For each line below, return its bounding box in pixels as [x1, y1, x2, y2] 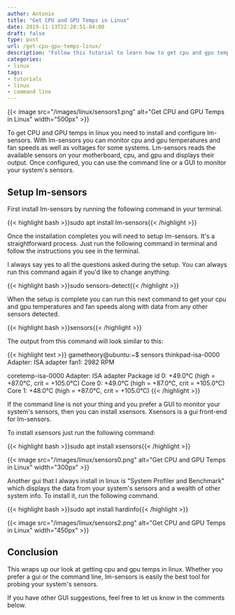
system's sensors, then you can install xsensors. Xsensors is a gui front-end [7, 407, 227, 415]
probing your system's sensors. [7, 579, 99, 588]
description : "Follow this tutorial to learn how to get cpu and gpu [7, 50, 215, 57]
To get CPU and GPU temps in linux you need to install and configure [7, 129, 206, 137]
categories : [7, 56, 42, 63]
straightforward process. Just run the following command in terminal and [7, 239, 218, 247]
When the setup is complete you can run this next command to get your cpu [7, 295, 227, 303]
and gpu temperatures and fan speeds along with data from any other [7, 302, 208, 310]
